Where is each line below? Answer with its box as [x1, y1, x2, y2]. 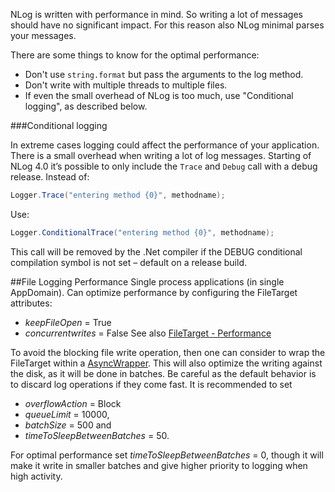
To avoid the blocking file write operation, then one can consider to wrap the [10, 346, 326, 358]
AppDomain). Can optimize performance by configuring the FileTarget [10, 286, 298, 298]
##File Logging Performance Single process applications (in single [10, 275, 285, 288]
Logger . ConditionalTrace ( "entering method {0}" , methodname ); [10, 227, 275, 238]
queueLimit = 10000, [24, 408, 110, 420]
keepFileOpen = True [24, 316, 112, 328]
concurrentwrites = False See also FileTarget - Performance [24, 327, 272, 339]
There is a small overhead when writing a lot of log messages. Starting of [10, 150, 312, 161]
